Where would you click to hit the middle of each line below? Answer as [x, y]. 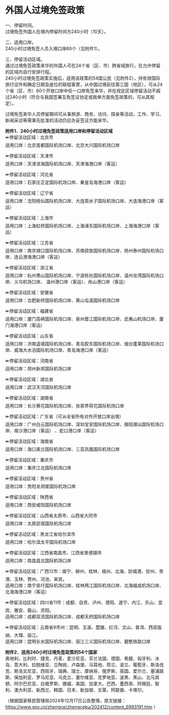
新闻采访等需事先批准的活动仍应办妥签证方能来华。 [58, 120]
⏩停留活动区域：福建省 [29, 311]
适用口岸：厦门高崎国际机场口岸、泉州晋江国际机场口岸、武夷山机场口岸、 [82, 319]
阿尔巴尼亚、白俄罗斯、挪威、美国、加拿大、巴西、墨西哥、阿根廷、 [84, 683]
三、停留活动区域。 [25, 59]
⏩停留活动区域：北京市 [29, 137]
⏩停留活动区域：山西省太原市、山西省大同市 [51, 515]
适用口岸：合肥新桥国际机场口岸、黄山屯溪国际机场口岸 [62, 300]
